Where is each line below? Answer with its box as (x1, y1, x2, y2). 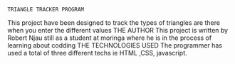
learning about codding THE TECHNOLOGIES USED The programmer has (7, 41, 223, 49)
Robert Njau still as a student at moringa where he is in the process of (7, 33, 212, 42)
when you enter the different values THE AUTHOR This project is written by (7, 26, 229, 34)
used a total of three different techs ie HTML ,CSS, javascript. (7, 49, 187, 57)
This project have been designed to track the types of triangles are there (7, 18, 221, 27)
